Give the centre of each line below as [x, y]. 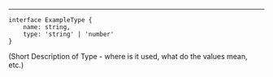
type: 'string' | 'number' [69, 34]
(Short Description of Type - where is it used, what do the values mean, [128, 56]
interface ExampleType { [50, 20]
